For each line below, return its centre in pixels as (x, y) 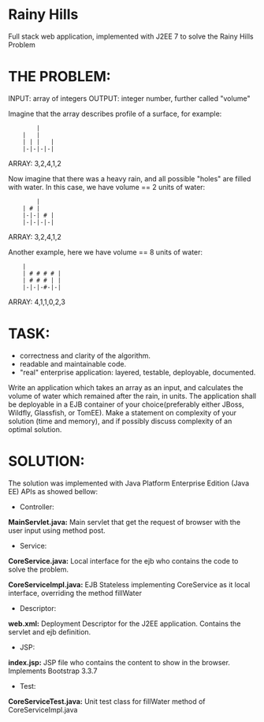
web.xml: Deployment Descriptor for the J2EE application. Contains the (125, 623)
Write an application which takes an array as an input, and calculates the (126, 387)
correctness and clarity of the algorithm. (85, 355)
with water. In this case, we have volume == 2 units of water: (107, 187)
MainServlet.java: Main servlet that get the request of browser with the (125, 522)
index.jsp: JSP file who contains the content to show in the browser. (119, 662)
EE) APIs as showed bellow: (53, 491)
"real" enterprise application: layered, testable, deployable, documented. (138, 372)
